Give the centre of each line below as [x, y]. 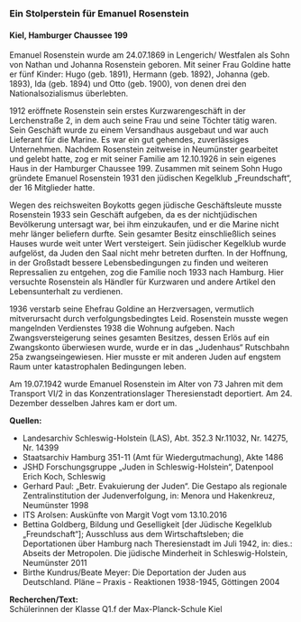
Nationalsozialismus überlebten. [69, 94]
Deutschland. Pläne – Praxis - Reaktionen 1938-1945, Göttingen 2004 [151, 582]
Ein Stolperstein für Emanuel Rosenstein [99, 14]
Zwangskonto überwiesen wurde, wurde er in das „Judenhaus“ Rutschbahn [150, 348]
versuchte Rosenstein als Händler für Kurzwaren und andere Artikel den [143, 282]
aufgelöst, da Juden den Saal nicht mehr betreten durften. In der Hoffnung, [149, 253]
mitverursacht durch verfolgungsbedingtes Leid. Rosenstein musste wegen [149, 319]
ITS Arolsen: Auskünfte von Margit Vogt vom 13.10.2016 [125, 515]
